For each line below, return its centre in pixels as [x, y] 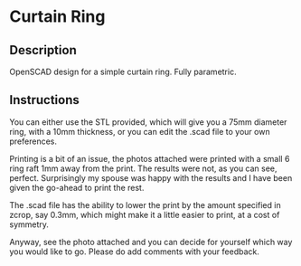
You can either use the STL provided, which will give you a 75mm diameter [148, 122]
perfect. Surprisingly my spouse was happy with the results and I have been [151, 177]
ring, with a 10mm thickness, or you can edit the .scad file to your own [140, 131]
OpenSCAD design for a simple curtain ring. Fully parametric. [123, 71]
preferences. [33, 141]
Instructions [44, 100]
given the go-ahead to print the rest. [77, 187]
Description [43, 50]
